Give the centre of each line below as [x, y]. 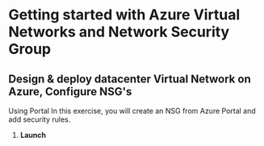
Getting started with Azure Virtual [124, 15]
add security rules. [40, 119]
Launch [33, 135]
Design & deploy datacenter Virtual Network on [130, 79]
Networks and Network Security [119, 32]
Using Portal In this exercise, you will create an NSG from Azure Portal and [132, 111]
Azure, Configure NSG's [70, 92]
